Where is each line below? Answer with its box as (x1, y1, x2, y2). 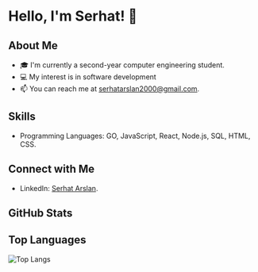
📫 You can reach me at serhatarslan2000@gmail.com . (19, 84, 200, 94)
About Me (8, 39, 58, 52)
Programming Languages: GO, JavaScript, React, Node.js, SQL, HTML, (19, 131, 251, 140)
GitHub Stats (8, 206, 73, 220)
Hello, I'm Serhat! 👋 (8, 7, 137, 25)
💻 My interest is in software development (19, 72, 156, 82)
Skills (8, 110, 36, 124)
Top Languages (8, 233, 87, 247)
